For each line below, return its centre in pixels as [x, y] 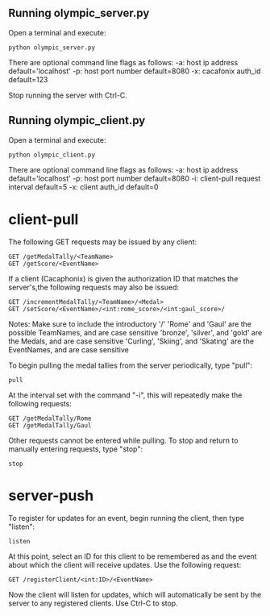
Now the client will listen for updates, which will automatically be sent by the [135, 594]
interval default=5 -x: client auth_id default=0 [83, 187]
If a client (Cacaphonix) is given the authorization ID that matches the [123, 278]
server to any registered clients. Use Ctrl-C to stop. [93, 603]
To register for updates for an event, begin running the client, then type [126, 518]
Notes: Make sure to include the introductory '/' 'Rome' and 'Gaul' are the [130, 324]
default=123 [28, 79]
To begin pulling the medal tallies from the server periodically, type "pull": [131, 365]
